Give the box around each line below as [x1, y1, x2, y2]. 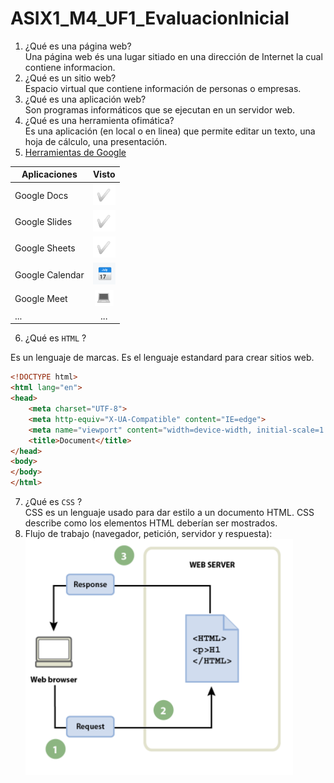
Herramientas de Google [24, 146, 127, 158]
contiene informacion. [24, 61, 116, 73]
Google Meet [14, 293, 68, 305]
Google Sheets [14, 242, 76, 254]
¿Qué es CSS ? [24, 496, 83, 508]
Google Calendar [14, 268, 85, 281]
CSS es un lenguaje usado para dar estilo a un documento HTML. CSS [24, 507, 315, 519]
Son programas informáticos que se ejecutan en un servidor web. [24, 103, 296, 116]
